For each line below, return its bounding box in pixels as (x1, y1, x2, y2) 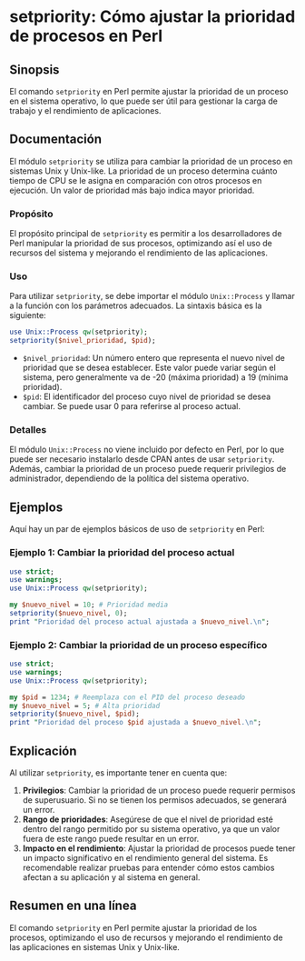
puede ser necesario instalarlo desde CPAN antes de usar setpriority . (9, 454, 275, 465)
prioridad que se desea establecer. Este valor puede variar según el (22, 362, 277, 374)
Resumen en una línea (9, 898, 137, 914)
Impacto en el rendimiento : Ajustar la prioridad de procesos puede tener (22, 843, 296, 854)
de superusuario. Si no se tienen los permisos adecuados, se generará (22, 795, 288, 806)
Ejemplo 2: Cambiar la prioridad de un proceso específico (9, 638, 268, 651)
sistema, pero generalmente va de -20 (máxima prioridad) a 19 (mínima (22, 372, 289, 383)
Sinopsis (9, 62, 60, 77)
